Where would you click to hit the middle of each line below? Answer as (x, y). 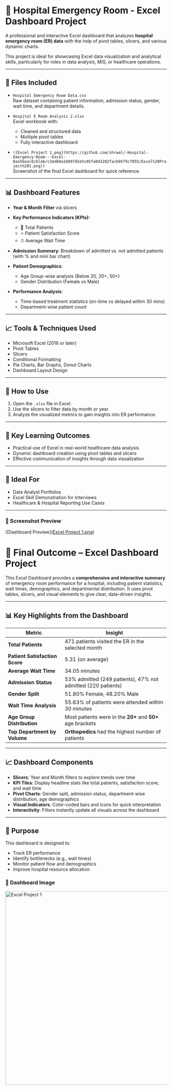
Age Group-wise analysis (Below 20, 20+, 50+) (70, 276)
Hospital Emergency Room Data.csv (49, 95)
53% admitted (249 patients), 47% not (112, 679)
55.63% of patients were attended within (114, 702)
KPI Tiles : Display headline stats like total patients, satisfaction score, (86, 783)
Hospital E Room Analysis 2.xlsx (48, 116)
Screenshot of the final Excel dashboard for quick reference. (77, 171)
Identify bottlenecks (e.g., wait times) (52, 858)
